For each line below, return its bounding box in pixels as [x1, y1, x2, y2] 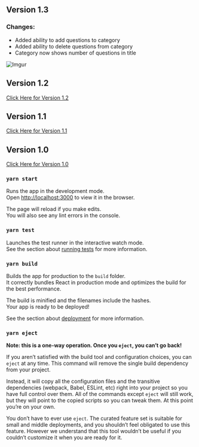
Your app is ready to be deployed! [6, 303, 90, 310]
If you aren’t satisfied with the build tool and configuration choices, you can [6, 354, 192, 361]
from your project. [6, 366, 51, 373]
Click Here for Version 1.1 [6, 127, 68, 134]
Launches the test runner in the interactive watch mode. [6, 239, 145, 246]
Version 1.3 [6, 5, 49, 15]
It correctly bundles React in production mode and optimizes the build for [6, 279, 186, 286]
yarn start [6, 176, 38, 182]
